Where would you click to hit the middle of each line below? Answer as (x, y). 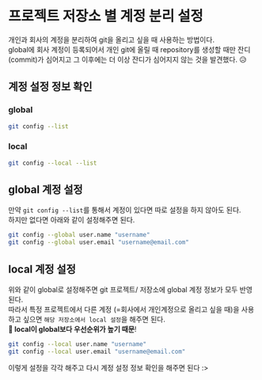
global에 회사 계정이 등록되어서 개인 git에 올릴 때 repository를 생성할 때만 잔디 (129, 49)
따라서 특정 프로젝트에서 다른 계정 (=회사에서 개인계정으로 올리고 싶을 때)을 (124, 310)
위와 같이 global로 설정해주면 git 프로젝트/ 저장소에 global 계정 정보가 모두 (123, 290)
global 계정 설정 (46, 190)
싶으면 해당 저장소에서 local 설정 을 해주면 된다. (94, 319)
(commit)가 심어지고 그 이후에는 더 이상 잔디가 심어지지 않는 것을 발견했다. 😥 (127, 59)
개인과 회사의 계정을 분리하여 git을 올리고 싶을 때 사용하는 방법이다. (112, 40)
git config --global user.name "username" (79, 235)
